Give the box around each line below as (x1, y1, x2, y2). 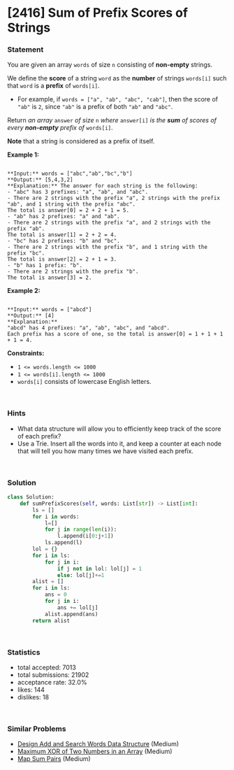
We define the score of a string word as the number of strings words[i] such (7, 74, 227, 83)
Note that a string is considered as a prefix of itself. (7, 137, 155, 145)
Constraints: (7, 349, 45, 357)
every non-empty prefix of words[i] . (7, 124, 113, 132)
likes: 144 (17, 685, 45, 694)
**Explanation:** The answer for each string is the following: (7, 183, 198, 190)
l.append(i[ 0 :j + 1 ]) (57, 533, 114, 540)
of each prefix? (17, 432, 61, 440)
